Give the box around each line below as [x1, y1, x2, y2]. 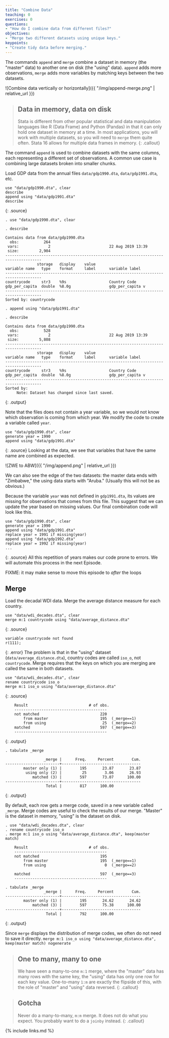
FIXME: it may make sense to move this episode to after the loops [5, 569, 142, 575]
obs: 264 [10, 240, 51, 245]
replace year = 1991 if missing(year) [5, 532, 87, 537]
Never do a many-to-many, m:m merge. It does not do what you [17, 1012, 148, 1018]
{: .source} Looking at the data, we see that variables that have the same [5, 447, 156, 453]
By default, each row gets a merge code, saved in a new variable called [5, 802, 154, 809]
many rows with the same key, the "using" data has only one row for [17, 974, 160, 980]
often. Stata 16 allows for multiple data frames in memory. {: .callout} [17, 140, 160, 146]
